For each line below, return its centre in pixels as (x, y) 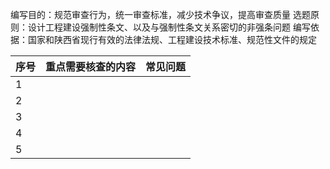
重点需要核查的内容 (91, 66)
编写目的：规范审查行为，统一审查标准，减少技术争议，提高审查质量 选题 (160, 14)
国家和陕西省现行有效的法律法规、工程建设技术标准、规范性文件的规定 (172, 39)
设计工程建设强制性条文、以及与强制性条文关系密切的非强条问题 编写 (169, 27)
